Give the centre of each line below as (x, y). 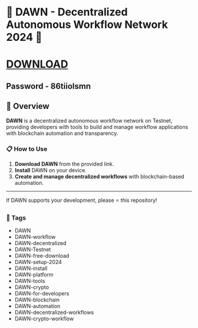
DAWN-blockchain (37, 300)
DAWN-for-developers (42, 294)
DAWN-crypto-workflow (44, 319)
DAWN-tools (30, 281)
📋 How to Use (27, 149)
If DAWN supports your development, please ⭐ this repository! (82, 200)
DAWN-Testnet (33, 250)
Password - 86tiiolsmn (49, 86)
